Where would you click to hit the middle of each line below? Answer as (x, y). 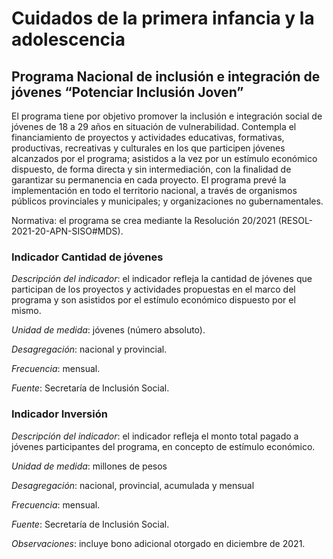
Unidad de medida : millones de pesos (89, 466)
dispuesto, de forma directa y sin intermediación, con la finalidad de (151, 169)
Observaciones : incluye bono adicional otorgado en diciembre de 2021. (158, 543)
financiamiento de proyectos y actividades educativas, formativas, (148, 137)
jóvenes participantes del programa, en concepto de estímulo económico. (163, 446)
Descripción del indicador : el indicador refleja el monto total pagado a (155, 436)
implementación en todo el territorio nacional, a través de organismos (154, 190)
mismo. (26, 311)
